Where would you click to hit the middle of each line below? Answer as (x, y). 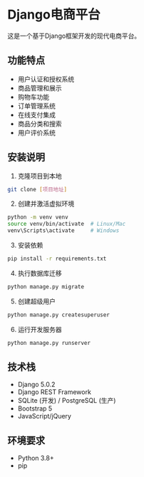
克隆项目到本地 (40, 176)
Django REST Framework (54, 392)
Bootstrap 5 (35, 408)
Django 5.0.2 (36, 385)
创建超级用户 (36, 301)
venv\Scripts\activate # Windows (63, 231)
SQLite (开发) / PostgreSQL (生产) (67, 401)
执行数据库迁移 (40, 273)
